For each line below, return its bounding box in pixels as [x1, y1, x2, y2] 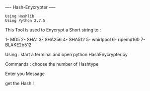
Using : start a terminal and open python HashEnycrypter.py [5, 52, 128, 57]
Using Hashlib [5, 14, 35, 19]
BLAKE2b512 [5, 42, 32, 48]
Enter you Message [5, 71, 45, 77]
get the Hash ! [5, 81, 34, 86]
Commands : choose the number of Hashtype [5, 61, 99, 67]
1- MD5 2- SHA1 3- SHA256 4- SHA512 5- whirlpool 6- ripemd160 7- [5, 37, 146, 42]
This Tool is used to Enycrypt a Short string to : [5, 27, 101, 33]
